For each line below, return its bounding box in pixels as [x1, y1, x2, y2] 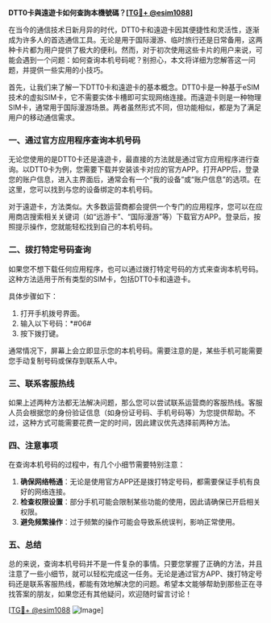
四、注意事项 [8, 439, 59, 451]
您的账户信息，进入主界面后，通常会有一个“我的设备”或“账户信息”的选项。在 [8, 175, 261, 185]
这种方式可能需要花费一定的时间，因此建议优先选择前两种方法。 [22, 417, 235, 427]
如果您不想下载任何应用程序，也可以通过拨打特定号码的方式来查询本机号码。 [8, 264, 263, 273]
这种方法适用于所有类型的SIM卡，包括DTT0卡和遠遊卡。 [8, 274, 195, 284]
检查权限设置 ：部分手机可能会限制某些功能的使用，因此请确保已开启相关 [19, 497, 261, 507]
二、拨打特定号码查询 [8, 244, 91, 255]
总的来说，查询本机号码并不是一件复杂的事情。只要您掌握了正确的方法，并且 [8, 559, 263, 569]
